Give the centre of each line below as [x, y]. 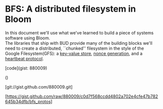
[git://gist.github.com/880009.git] [39, 87]
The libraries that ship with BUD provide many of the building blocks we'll [79, 43]
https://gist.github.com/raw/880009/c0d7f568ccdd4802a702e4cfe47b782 [82, 96]
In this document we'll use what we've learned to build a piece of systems [79, 33]
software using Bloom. [28, 38]
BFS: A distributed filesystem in [71, 9]
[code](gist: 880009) [26, 68]
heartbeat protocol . [24, 58]
